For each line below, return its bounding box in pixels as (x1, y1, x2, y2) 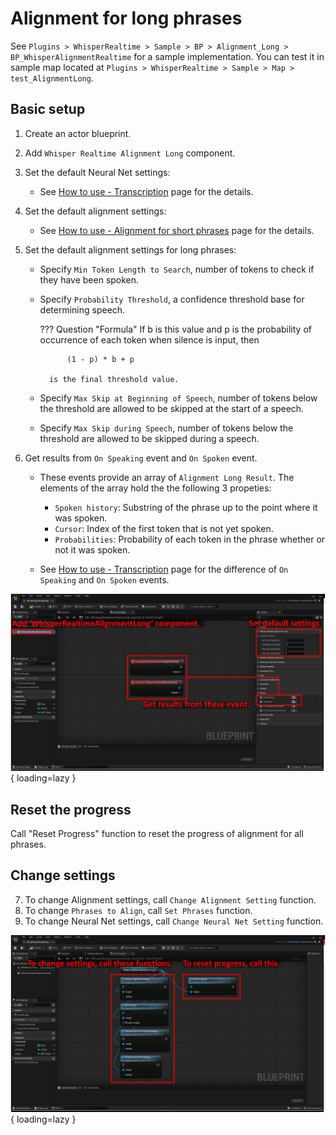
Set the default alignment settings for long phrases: (24, 243, 237, 256)
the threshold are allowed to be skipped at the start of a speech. (39, 402, 305, 414)
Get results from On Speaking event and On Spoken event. (24, 452, 258, 464)
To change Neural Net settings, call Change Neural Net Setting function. (24, 915, 324, 927)
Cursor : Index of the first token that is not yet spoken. (54, 522, 274, 534)
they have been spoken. (39, 273, 140, 286)
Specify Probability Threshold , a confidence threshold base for (39, 293, 305, 305)
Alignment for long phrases (10, 7, 243, 30)
